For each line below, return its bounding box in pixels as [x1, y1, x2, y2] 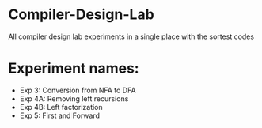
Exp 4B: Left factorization [19, 102, 103, 111]
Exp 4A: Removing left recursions [19, 93, 129, 104]
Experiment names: [8, 59, 140, 77]
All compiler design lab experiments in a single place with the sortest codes [8, 32, 255, 41]
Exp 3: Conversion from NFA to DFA [19, 85, 136, 95]
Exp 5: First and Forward [19, 111, 101, 120]
